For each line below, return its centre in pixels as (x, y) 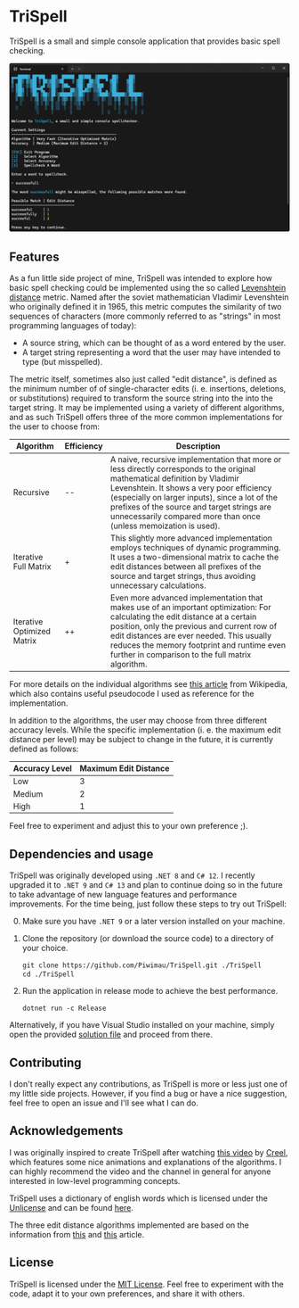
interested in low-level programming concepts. (95, 1180)
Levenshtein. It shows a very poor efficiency (191, 487)
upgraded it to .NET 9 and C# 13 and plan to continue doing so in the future (146, 885)
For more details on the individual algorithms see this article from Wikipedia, (149, 683)
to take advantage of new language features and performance (123, 895)
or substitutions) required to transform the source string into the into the (141, 398)
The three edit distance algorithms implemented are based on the (129, 1225)
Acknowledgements (66, 1131)
